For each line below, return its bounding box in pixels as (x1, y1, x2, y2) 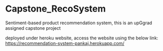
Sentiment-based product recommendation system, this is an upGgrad (5, 20, 152, 26)
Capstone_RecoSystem (5, 3, 106, 15)
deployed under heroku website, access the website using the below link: (5, 35, 158, 41)
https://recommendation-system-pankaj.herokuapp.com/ (5, 40, 125, 46)
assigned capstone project (5, 25, 61, 31)
